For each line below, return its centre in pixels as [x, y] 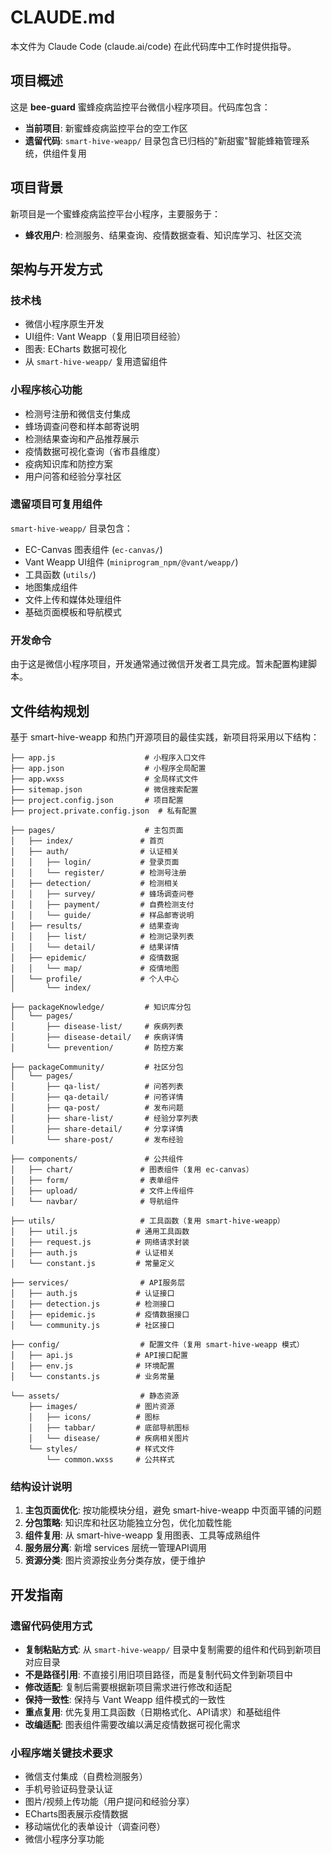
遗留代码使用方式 [51, 1626]
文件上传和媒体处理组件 [73, 599]
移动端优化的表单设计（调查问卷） [95, 1827]
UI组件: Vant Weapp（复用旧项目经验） [105, 337]
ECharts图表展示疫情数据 [76, 1814]
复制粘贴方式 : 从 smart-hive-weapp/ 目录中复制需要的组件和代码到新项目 [173, 1649]
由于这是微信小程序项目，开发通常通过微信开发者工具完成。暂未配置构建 [159, 664]
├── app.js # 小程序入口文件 [108, 757]
